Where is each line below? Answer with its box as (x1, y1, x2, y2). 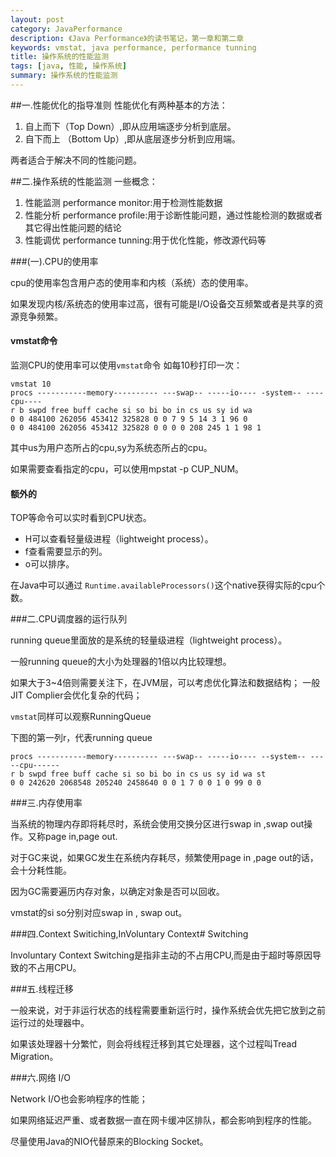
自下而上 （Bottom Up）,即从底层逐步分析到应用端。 (24, 132, 241, 145)
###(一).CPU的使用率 (10, 255, 99, 267)
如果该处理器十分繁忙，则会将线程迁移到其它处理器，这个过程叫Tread (10, 1038, 298, 1050)
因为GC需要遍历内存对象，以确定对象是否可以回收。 (10, 886, 225, 898)
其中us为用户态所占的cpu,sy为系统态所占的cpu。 (10, 442, 213, 454)
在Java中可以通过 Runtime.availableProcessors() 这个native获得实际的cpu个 (10, 579, 326, 591)
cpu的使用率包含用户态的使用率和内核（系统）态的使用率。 (10, 276, 254, 288)
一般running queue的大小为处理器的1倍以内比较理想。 (10, 656, 232, 668)
